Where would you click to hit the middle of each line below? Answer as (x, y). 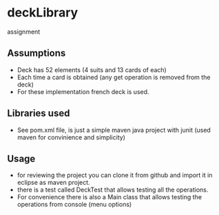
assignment (24, 32)
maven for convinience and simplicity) (71, 137)
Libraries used (39, 114)
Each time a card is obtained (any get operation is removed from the (114, 77)
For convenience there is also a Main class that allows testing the (109, 197)
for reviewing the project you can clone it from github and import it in (115, 175)
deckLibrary (43, 13)
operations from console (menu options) (74, 205)
